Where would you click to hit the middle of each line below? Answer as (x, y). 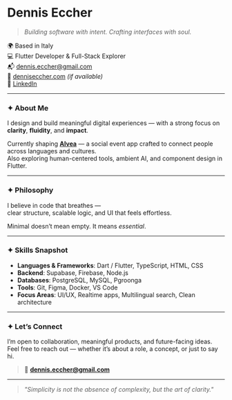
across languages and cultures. (52, 151)
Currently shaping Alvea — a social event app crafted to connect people (110, 144)
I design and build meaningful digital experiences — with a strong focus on (114, 123)
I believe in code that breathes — (54, 205)
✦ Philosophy (30, 190)
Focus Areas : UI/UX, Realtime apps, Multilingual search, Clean (106, 294)
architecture (35, 302)
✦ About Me (28, 108)
